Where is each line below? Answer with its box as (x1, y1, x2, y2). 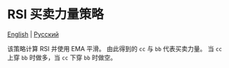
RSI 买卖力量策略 (7, 6, 104, 22)
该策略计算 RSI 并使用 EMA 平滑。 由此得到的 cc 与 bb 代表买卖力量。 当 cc (7, 44, 223, 53)
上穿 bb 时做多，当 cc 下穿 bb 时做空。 (7, 53, 117, 62)
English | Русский (7, 29, 59, 39)
